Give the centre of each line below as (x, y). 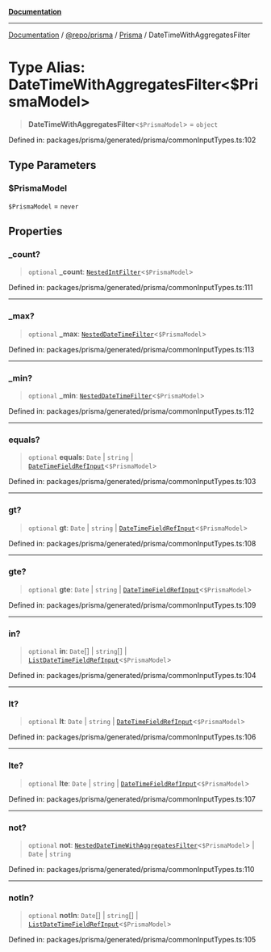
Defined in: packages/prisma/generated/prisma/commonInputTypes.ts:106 (132, 737)
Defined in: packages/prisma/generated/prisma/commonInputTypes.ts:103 (132, 482)
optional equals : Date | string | (81, 457)
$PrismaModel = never (44, 206)
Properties (35, 232)
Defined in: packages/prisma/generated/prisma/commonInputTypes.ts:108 (132, 543)
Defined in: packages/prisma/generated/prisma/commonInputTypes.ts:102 (132, 140)
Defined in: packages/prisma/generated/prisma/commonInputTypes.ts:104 (132, 676)
